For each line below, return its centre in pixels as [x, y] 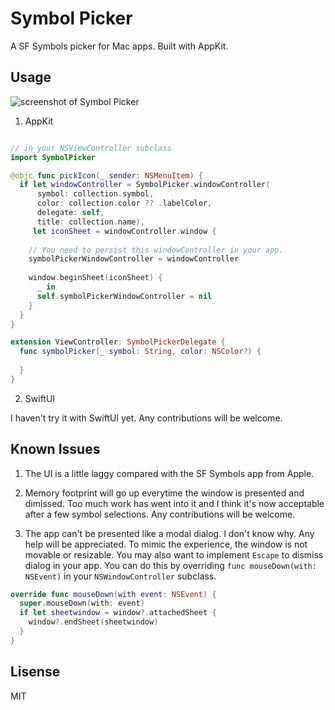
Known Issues [55, 449]
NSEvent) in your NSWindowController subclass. [120, 576]
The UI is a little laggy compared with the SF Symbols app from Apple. [169, 473]
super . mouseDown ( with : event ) [82, 603]
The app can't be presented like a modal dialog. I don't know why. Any [169, 533]
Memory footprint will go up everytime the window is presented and [164, 493]
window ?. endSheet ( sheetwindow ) [93, 622]
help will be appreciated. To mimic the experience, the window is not [166, 544]
